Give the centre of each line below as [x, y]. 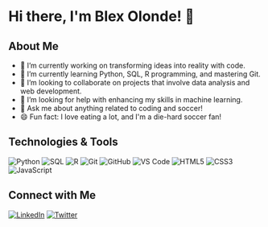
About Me [33, 46]
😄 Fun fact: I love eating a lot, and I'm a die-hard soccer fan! [121, 117]
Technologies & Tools [63, 142]
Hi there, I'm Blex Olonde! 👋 [101, 17]
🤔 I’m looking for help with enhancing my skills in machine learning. [131, 99]
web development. [51, 91]
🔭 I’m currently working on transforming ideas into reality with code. [132, 65]
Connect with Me [52, 195]
